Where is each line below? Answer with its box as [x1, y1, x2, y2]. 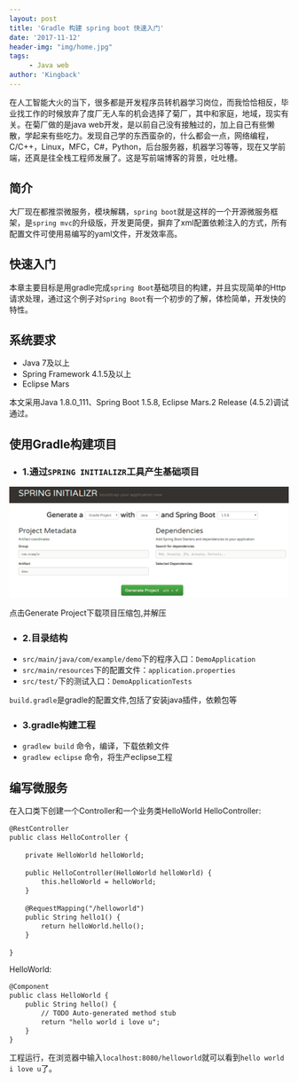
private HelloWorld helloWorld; [25, 851, 145, 860]
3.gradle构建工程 [21, 719, 96, 732]
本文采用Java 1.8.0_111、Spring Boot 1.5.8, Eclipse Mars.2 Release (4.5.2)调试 [9, 397, 290, 408]
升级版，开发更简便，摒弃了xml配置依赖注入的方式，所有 [79, 217, 287, 228]
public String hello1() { [25, 913, 122, 922]
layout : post [9, 14, 58, 23]
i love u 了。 [9, 1063, 58, 1074]
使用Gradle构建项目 [9, 436, 117, 451]
